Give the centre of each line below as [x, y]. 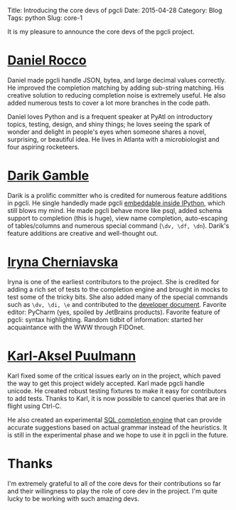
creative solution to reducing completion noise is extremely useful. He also [117, 95]
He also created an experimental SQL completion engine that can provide [115, 420]
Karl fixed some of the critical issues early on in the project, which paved [114, 375]
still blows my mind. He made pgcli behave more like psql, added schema [115, 210]
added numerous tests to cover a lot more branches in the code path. [109, 103]
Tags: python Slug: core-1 [45, 18]
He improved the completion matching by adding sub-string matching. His [116, 88]
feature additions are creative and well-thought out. [83, 233]
